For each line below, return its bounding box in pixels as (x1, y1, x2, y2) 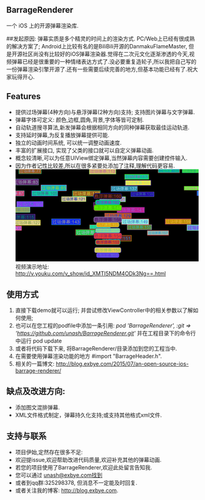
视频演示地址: (15, 263, 49, 271)
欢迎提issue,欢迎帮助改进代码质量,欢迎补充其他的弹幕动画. (15, 456, 162, 463)
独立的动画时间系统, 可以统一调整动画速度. (15, 139, 122, 146)
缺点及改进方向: (6, 386, 66, 397)
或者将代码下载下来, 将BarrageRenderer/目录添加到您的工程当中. (15, 345, 178, 352)
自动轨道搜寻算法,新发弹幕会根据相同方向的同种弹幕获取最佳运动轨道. (15, 124, 190, 131)
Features (6, 91, 41, 102)
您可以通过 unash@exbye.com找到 (15, 471, 103, 479)
